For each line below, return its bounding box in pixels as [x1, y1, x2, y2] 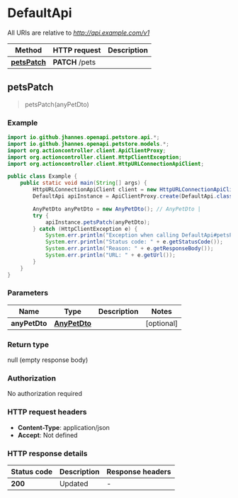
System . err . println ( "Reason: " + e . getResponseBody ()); [45, 245, 214, 252]
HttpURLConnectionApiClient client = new [33, 186, 157, 193]
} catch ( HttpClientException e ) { [33, 225, 138, 232]
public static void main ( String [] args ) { [20, 179, 147, 187]
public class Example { [7, 173, 78, 180]
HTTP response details [7, 448, 88, 458]
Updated [59, 479, 89, 489]
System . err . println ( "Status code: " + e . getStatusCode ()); [45, 239, 223, 246]
